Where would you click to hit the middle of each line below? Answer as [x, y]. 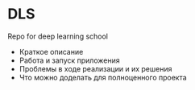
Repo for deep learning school [58, 36]
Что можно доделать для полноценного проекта [103, 77]
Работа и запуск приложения [69, 60]
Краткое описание [51, 51]
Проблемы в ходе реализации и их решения [95, 68]
